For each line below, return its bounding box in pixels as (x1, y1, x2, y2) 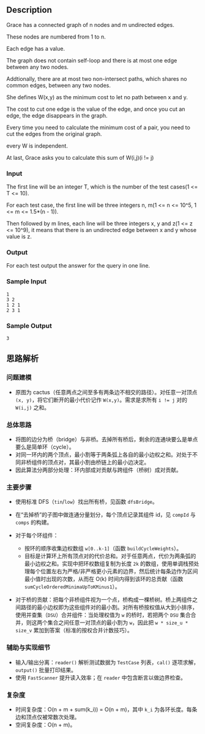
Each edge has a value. (6, 45, 65, 52)
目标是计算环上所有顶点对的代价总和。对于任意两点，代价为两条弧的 (24, 552, 196, 560)
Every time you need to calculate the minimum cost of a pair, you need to (6, 124, 191, 131)
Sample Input (6, 277, 47, 286)
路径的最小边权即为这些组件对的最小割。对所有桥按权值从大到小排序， (20, 604, 198, 611)
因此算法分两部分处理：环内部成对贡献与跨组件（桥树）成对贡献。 (15, 466, 182, 473)
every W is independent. (6, 142, 69, 149)
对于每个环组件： (15, 532, 59, 539)
